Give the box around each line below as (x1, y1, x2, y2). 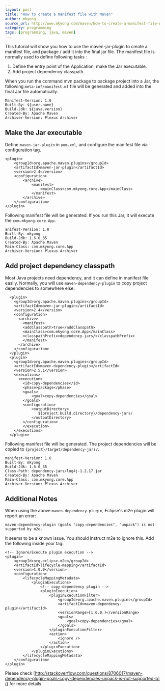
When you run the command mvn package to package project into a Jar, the (5, 78, 159, 84)
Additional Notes (5, 495, 58, 503)
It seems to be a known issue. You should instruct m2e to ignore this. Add (5, 535, 154, 541)
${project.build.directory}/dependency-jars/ (38, 411, 133, 415)
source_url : (5, 21, 29, 26)
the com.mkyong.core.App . (5, 217, 56, 223)
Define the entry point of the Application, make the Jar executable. (12, 63, 147, 69)
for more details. (9, 681, 43, 687)
